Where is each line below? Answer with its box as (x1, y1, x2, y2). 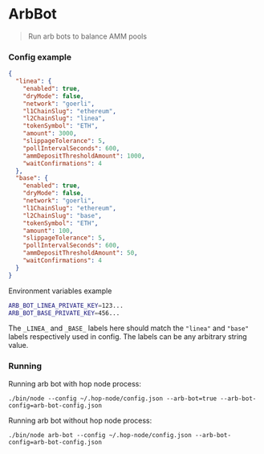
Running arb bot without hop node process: (8, 415, 152, 425)
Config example (8, 51, 72, 63)
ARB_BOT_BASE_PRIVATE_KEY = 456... (8, 309, 120, 317)
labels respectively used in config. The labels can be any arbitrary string (8, 332, 247, 342)
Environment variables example (8, 286, 112, 296)
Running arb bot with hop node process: (8, 378, 142, 388)
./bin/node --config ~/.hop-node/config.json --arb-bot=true (8, 395, 217, 403)
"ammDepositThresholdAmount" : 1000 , (22, 152, 146, 160)
